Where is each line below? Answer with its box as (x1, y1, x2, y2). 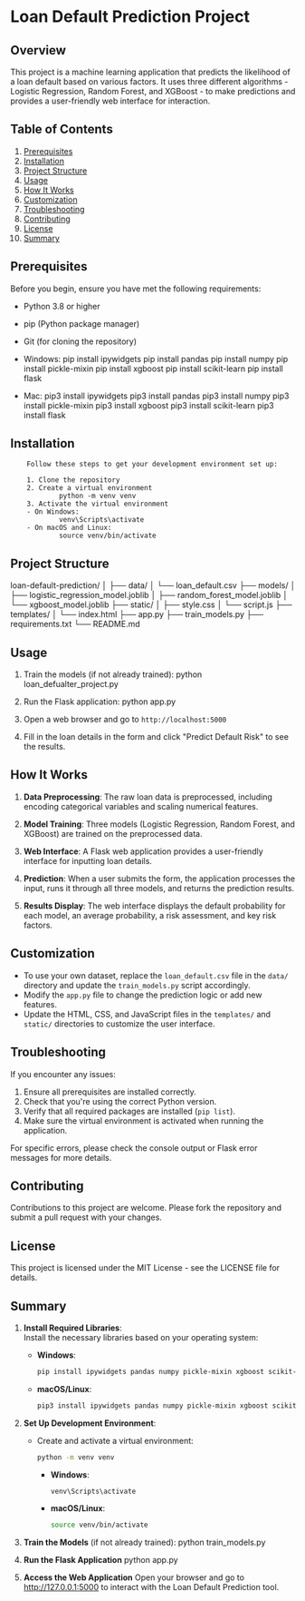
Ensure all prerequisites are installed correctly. (23, 1086, 197, 1097)
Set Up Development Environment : (23, 1418, 157, 1429)
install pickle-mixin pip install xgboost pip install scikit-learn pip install (23, 363, 283, 374)
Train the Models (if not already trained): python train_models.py (23, 1537, 266, 1548)
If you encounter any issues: (10, 1068, 117, 1079)
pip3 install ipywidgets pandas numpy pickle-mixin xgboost (36, 1400, 269, 1410)
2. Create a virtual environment (26, 484, 153, 493)
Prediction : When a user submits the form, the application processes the (23, 873, 296, 884)
